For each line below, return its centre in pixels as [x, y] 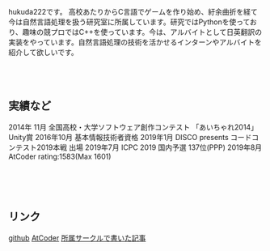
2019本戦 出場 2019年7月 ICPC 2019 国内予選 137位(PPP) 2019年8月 [149, 147]
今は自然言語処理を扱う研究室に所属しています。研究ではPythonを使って [129, 22]
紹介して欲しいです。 [43, 52]
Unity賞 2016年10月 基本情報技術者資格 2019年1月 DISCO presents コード [130, 137]
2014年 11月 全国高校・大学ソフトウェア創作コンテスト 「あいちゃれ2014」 [133, 127]
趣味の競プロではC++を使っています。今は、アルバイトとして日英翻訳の [142, 32]
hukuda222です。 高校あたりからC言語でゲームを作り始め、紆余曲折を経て [133, 12]
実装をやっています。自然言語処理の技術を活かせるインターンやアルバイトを [135, 42]
